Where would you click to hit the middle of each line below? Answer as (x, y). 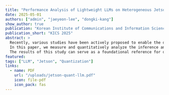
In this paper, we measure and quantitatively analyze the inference (84, 47)
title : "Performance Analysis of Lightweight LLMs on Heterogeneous (78, 10)
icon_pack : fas (30, 84)
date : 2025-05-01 (23, 15)
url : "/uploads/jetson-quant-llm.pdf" (55, 75)
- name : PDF (22, 71)
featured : (16, 57)
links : (12, 66)
